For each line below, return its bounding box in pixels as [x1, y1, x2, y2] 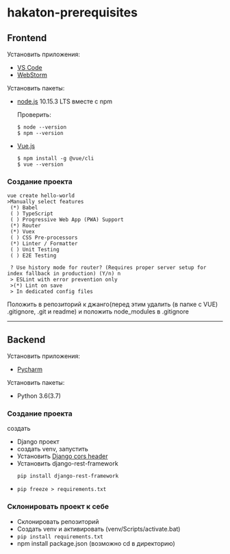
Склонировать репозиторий [16, 517, 99, 525]
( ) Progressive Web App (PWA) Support [10, 216, 125, 223]
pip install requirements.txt [16, 533, 104, 540]
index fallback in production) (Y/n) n [7, 270, 121, 277]
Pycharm [16, 365, 43, 374]
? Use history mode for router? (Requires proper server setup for [10, 264, 207, 271]
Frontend [7, 32, 47, 44]
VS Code [16, 64, 42, 71]
